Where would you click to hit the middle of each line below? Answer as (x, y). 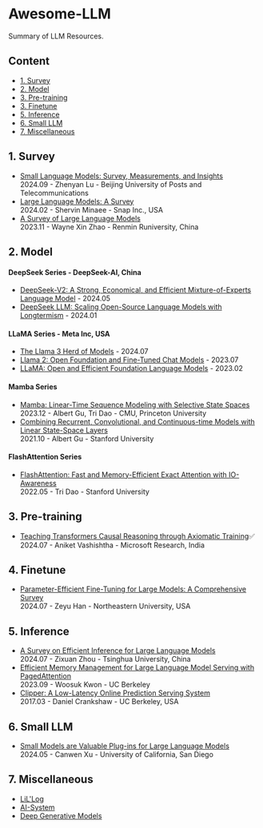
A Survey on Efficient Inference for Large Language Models (118, 651)
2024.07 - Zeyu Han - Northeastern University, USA (105, 606)
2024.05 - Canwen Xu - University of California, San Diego (117, 754)
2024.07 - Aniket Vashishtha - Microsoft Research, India (112, 545)
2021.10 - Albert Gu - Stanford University (87, 438)
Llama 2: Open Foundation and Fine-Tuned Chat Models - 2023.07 (129, 360)
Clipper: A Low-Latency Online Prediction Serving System (115, 693)
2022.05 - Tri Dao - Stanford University (85, 492)
